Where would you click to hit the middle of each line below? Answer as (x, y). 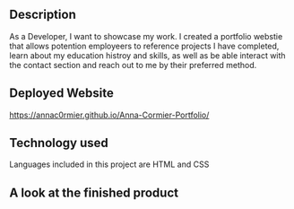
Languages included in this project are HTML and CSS (109, 164)
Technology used (59, 143)
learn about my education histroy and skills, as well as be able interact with (147, 55)
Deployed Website (62, 93)
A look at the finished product (94, 192)
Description (43, 15)
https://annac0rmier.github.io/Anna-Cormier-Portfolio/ (109, 115)
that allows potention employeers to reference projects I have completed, (144, 46)
